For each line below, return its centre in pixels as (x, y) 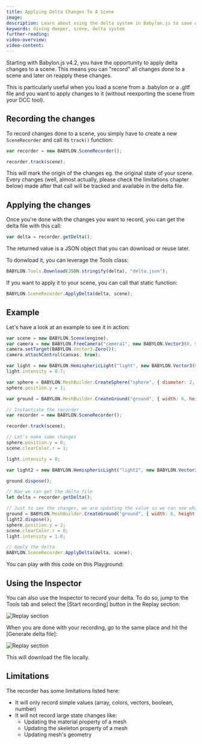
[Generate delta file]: (32, 634)
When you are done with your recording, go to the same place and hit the (97, 627)
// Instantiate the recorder (43, 410)
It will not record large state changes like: (66, 715)
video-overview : (26, 40)
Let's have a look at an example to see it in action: (68, 327)
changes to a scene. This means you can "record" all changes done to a (96, 69)
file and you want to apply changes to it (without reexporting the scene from (100, 93)
